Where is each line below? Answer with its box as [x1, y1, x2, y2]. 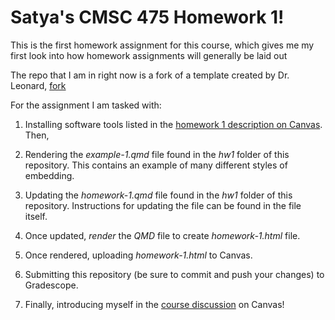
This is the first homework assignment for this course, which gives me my [10, 39, 315, 51]
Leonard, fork [10, 79, 67, 91]
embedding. [24, 169, 75, 181]
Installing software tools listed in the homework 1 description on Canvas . [24, 118, 323, 130]
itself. [24, 210, 48, 222]
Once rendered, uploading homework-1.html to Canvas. [24, 249, 253, 261]
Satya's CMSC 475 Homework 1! [10, 6, 285, 29]
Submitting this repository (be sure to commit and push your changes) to [24, 268, 325, 280]
